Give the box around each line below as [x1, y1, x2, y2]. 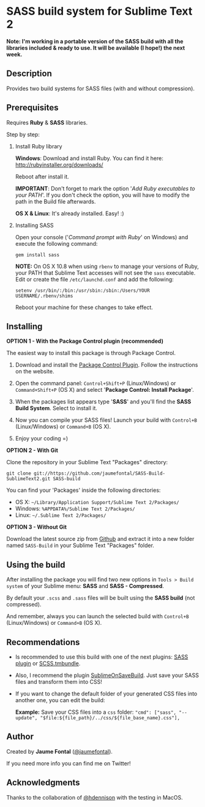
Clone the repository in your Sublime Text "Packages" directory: [6, 459, 168, 466]
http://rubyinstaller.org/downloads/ [15, 161, 103, 168]
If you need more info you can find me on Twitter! [6, 759, 131, 767]
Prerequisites [6, 102, 59, 113]
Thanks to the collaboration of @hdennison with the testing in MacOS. [6, 794, 184, 801]
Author [6, 732, 34, 742]
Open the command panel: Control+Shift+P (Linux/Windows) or [15, 380, 176, 387]
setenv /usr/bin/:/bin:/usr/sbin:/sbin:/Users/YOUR [15, 287, 150, 294]
